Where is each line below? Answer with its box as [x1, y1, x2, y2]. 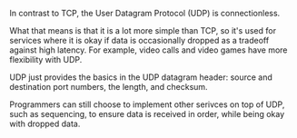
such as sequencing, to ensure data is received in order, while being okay [9, 109, 285, 119]
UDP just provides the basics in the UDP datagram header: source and [9, 72, 272, 83]
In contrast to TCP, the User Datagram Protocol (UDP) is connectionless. [9, 8, 281, 18]
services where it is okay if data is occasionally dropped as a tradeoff [9, 35, 270, 45]
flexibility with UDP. [9, 54, 83, 64]
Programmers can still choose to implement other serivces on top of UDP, [9, 99, 285, 110]
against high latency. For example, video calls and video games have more [9, 44, 288, 55]
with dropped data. [9, 118, 81, 129]
